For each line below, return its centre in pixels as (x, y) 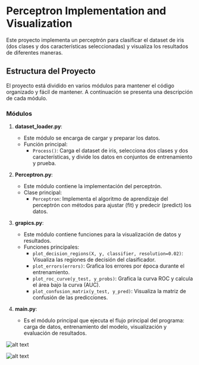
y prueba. (44, 163)
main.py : (26, 309)
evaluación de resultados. (55, 333)
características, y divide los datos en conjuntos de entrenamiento (113, 157)
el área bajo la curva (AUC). (67, 285)
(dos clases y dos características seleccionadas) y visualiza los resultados (97, 46)
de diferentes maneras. (35, 52)
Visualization (39, 23)
